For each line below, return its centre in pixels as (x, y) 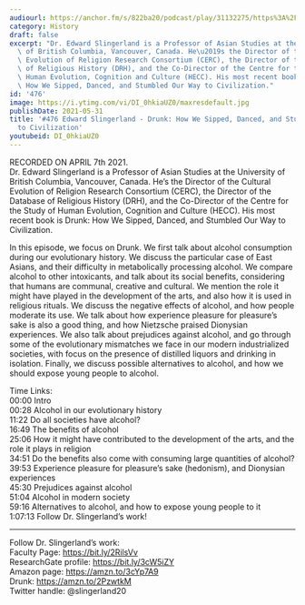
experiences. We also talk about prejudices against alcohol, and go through (150, 334)
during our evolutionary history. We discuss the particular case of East (141, 257)
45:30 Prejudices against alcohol (71, 487)
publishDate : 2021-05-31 (56, 111)
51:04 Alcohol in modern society (70, 497)
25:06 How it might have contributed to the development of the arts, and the (152, 439)
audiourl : (28, 18)
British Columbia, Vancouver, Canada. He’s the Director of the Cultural (140, 181)
